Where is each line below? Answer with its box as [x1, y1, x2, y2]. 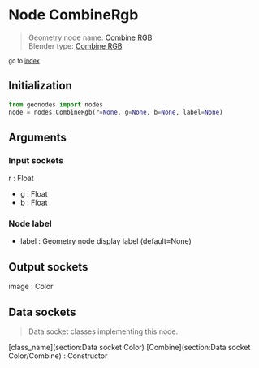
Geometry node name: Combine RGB [28, 32, 153, 42]
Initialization [8, 79, 73, 93]
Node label [8, 218, 52, 229]
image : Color [8, 282, 54, 292]
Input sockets [8, 154, 63, 166]
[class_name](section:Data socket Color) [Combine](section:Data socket [8, 343, 251, 353]
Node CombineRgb [8, 6, 139, 24]
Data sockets [8, 305, 76, 318]
